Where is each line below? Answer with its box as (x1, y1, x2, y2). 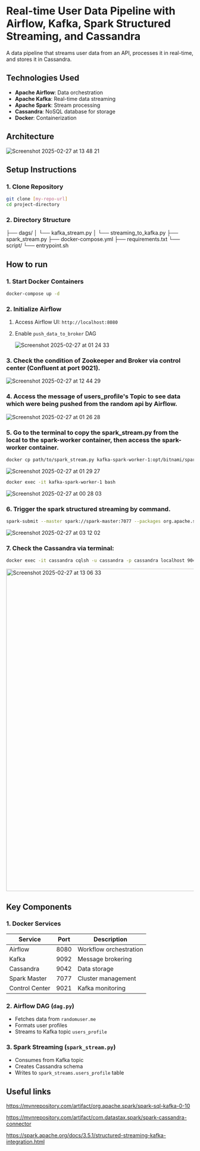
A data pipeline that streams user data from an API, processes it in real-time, (6, 49, 193, 56)
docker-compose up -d (6, 291, 60, 297)
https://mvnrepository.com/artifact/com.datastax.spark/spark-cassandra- (6, 1114, 187, 1121)
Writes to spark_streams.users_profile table (14, 1069, 124, 1076)
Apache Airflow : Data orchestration (14, 88, 103, 96)
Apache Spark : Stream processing (14, 101, 101, 109)
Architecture (6, 131, 55, 141)
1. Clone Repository (6, 182, 64, 190)
